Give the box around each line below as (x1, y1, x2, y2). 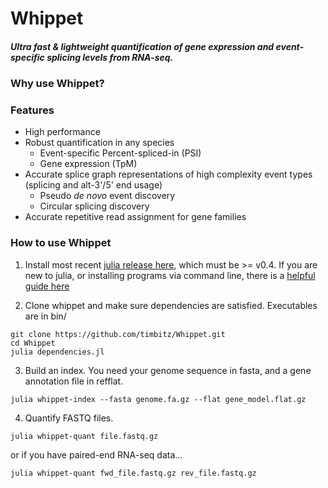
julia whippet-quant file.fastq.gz (10, 431, 159, 441)
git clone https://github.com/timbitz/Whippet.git (10, 329, 226, 339)
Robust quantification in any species (24, 137, 175, 149)
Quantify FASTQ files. (24, 412, 114, 424)
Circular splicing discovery (39, 200, 150, 212)
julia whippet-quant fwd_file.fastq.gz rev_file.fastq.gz (10, 468, 257, 478)
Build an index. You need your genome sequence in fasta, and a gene (24, 364, 312, 376)
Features (10, 103, 55, 117)
